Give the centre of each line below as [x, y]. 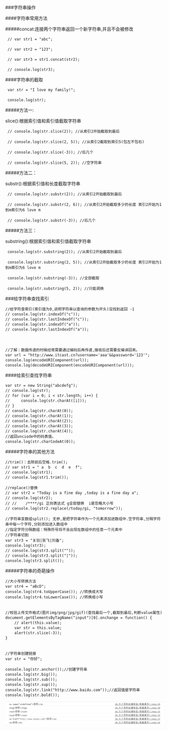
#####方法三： [21, 230]
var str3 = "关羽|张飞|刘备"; [35, 540]
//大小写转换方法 [21, 581]
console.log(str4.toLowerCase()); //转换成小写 [54, 597]
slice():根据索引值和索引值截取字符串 [43, 121]
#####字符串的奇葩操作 [30, 571]
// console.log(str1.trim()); [37, 478]
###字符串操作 [21, 7]
